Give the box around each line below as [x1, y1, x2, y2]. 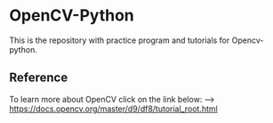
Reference [9, 70, 68, 86]
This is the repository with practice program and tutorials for [9, 35, 230, 45]
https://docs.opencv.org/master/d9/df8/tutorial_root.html [9, 103, 218, 114]
